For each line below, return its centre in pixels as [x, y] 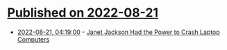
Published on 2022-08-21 [83, 13]
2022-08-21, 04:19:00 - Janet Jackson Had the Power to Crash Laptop [118, 32]
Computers [33, 39]
